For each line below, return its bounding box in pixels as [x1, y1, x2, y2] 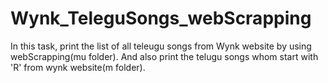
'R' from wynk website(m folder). [10, 61, 146, 73]
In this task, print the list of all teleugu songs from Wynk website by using [10, 40, 312, 52]
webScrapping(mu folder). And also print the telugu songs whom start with [10, 50, 319, 62]
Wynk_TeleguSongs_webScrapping [10, 7, 312, 30]
